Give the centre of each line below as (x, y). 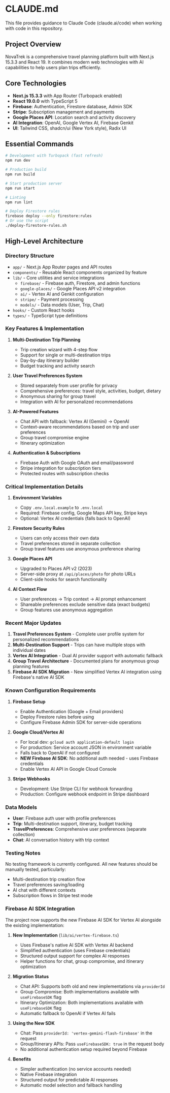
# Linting (16, 197)
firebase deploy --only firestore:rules (49, 216)
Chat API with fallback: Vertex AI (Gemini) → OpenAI (75, 421)
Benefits (22, 1059)
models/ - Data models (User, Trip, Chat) (62, 305)
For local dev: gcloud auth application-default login (77, 742)
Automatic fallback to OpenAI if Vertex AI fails (68, 1013)
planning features (31, 666)
